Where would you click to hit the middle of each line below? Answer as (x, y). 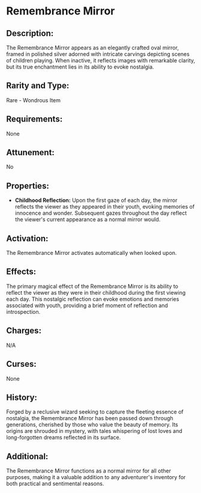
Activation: (27, 238)
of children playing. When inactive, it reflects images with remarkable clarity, (101, 60)
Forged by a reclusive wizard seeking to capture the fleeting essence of (95, 412)
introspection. (23, 311)
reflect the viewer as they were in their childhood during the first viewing (96, 292)
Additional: (27, 456)
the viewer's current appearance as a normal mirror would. (88, 219)
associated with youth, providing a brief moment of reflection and (87, 305)
